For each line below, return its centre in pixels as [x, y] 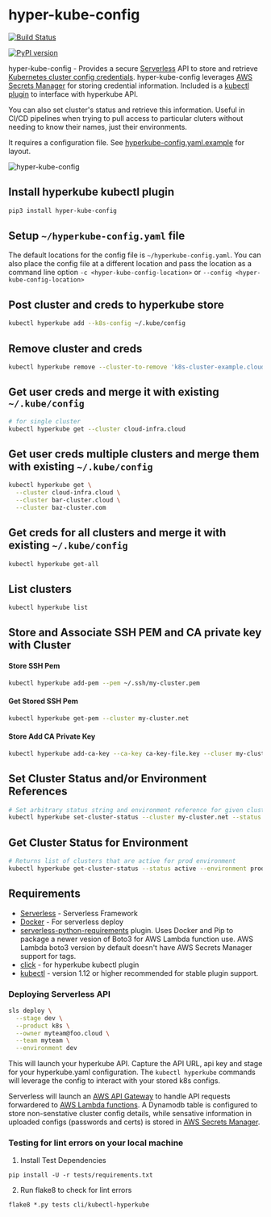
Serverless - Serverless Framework [79, 913]
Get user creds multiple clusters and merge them [134, 454]
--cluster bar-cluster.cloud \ [68, 500]
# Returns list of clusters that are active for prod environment [122, 861]
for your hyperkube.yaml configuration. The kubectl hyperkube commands [132, 1072]
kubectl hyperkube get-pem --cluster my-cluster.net [99, 718]
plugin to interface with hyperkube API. [73, 94]
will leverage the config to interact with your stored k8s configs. [114, 1081]
